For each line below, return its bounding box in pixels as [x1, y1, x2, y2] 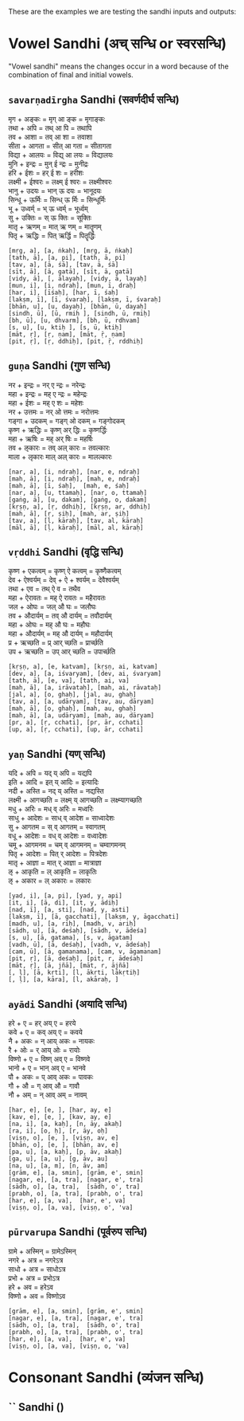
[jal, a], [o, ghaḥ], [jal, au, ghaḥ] [8, 691, 137, 699]
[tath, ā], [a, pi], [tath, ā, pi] [8, 253, 126, 261]
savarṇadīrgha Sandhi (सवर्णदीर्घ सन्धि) [8, 93, 180, 107]
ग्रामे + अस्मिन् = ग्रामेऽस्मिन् [8, 1246, 77, 1256]
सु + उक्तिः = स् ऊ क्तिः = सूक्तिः [8, 213, 92, 222]
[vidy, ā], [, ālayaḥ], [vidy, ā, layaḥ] [8, 274, 148, 282]
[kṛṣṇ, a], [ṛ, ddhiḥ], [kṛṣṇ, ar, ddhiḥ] [8, 502, 151, 511]
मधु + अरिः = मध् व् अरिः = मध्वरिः [8, 804, 94, 814]
